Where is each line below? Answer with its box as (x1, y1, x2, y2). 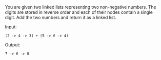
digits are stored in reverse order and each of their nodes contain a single (5, 9, 153, 15)
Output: (5, 42, 20, 48)
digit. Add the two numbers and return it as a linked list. (5, 15, 116, 20)
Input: (5, 24, 17, 30)
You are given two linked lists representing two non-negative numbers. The (5, 4, 156, 10)
